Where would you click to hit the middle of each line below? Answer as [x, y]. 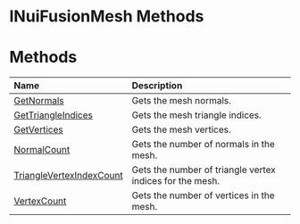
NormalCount [42, 150]
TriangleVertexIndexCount [68, 176]
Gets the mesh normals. [182, 101]
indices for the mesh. [176, 181]
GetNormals [39, 101]
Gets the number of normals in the [203, 145]
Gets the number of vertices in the [203, 195]
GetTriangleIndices [54, 115]
